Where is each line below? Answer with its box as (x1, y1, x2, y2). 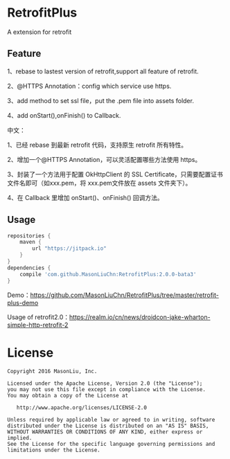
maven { (19, 239, 42, 246)
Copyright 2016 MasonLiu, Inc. (7, 368, 98, 375)
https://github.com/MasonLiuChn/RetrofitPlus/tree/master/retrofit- (30, 291, 220, 299)
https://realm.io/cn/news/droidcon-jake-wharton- (69, 313, 211, 321)
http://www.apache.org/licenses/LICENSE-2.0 (16, 404, 148, 411)
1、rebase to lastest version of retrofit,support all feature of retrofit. (7, 67, 199, 75)
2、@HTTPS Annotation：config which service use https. (7, 82, 172, 90)
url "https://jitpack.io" (32, 245, 107, 252)
